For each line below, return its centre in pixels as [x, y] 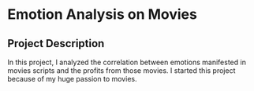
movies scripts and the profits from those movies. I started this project [121, 71]
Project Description [56, 44]
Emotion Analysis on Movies [103, 15]
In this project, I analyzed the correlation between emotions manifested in [127, 62]
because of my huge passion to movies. [72, 79]
